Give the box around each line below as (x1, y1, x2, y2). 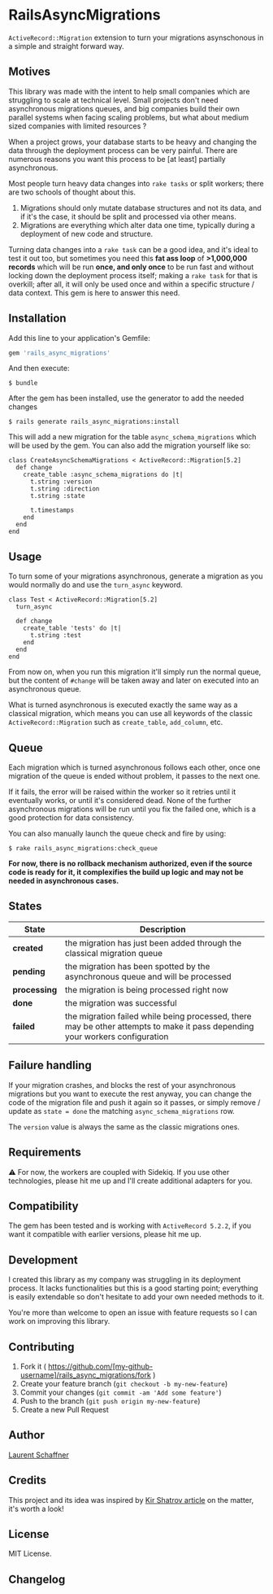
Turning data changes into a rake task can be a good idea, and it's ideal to (8, 244, 258, 254)
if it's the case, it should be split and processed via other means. (19, 212, 237, 221)
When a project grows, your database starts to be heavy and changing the (8, 137, 258, 146)
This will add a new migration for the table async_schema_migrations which (8, 432, 257, 442)
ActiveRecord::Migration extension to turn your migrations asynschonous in (8, 33, 264, 42)
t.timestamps (29, 506, 75, 514)
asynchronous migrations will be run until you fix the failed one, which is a (8, 804, 256, 814)
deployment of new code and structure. (19, 229, 154, 238)
